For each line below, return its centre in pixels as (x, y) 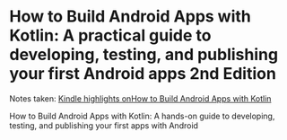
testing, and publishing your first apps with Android (104, 125)
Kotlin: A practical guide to (110, 35)
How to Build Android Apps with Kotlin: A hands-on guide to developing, (142, 116)
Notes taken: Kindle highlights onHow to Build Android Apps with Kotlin (140, 98)
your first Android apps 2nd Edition (143, 74)
